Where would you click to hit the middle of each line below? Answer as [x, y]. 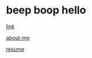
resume [15, 49]
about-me [18, 37]
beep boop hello [46, 10]
